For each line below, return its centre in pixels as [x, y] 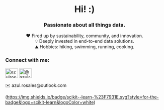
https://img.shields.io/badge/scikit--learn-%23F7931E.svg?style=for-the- [83, 97]
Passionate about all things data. [85, 25]
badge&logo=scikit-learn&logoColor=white [50, 102]
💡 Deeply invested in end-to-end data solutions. [85, 41]
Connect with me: [27, 60]
